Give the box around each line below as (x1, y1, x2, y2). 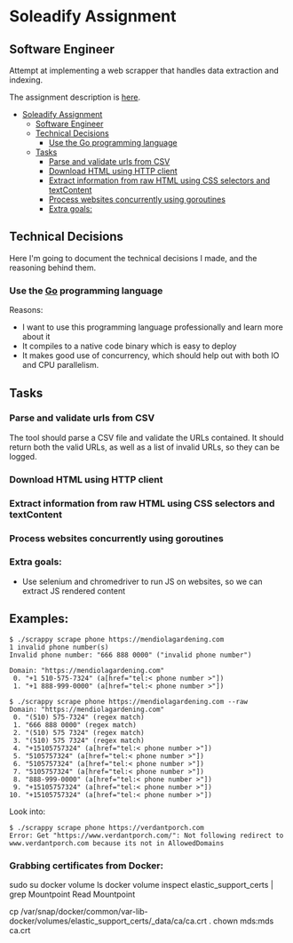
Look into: (9, 806, 46, 817)
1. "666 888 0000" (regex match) (12, 720, 138, 730)
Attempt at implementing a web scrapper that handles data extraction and (9, 65, 279, 76)
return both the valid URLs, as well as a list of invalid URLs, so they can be (9, 442, 280, 452)
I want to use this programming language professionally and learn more (21, 322, 284, 332)
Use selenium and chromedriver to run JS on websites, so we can (21, 576, 264, 587)
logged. (9, 451, 37, 461)
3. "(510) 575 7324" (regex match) (12, 736, 145, 745)
